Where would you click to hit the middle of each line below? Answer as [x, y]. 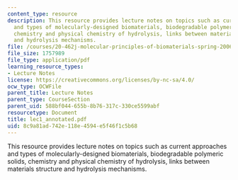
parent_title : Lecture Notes [50, 93]
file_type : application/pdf [49, 60]
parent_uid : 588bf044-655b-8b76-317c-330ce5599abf [84, 106]
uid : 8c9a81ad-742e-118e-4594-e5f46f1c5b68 [73, 126]
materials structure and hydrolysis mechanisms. [77, 169]
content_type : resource [42, 14]
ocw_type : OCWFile [34, 86]
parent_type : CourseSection [49, 100]
